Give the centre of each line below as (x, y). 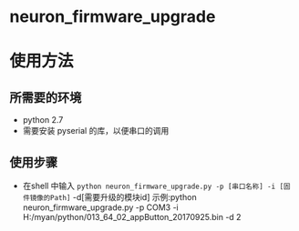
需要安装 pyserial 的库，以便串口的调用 (96, 131)
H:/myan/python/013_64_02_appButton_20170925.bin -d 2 (132, 217)
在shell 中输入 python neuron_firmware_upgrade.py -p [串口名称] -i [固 (156, 186)
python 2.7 (43, 120)
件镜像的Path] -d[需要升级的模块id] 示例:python (110, 197)
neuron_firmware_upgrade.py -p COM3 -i (101, 207)
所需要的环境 (46, 97)
